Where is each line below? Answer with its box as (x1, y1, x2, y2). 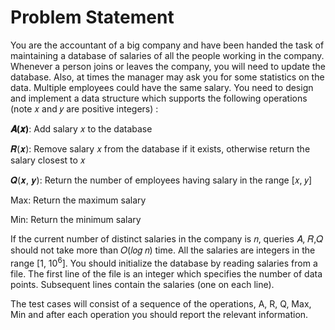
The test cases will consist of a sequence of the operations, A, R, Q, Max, (10, 297, 312, 310)
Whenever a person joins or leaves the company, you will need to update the (10, 60, 326, 72)
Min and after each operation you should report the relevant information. (10, 308, 309, 320)
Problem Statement (10, 6, 175, 29)
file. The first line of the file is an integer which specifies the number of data (10, 267, 323, 280)
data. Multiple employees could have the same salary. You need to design (10, 81, 314, 93)
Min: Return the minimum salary (10, 213, 142, 225)
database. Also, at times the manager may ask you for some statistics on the (10, 71, 325, 83)
